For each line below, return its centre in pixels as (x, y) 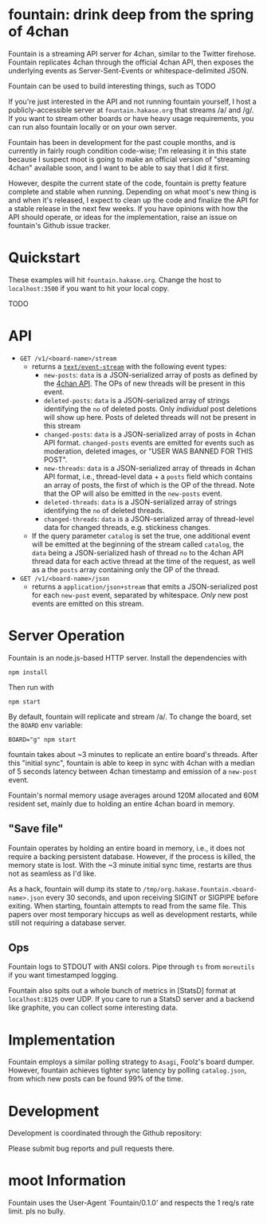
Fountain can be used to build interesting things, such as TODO (112, 86)
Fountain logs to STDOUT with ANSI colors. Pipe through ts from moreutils (132, 967)
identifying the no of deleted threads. (104, 510)
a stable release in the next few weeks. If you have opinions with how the (128, 208)
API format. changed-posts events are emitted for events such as (149, 442)
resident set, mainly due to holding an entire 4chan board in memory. (122, 803)
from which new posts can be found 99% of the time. (96, 1079)
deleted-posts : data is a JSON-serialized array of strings (137, 400)
